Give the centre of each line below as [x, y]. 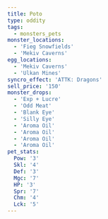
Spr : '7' [26, 191]
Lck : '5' [26, 205]
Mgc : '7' [26, 178]
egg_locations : [30, 60]
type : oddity [26, 20]
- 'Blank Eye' [34, 112]
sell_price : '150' [34, 86]
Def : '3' [26, 171]
